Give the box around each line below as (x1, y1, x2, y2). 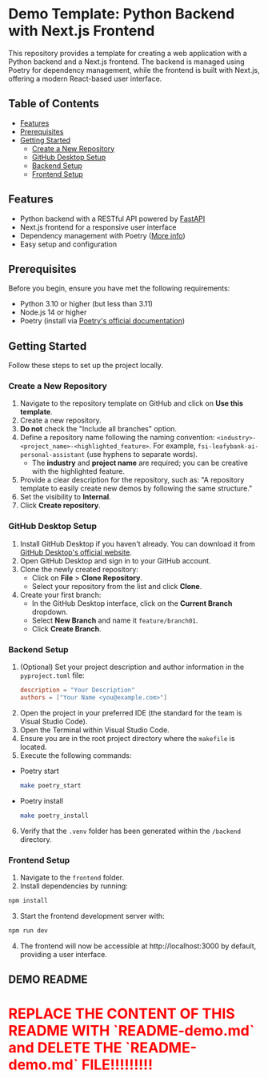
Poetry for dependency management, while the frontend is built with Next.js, (8, 65, 260, 74)
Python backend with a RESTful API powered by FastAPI (19, 214, 206, 223)
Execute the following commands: (19, 750, 132, 760)
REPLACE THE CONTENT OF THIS (8, 1005, 236, 1023)
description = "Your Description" (19, 686, 135, 695)
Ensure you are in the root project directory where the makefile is (19, 733, 235, 743)
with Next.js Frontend (8, 22, 155, 40)
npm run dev (8, 926, 48, 935)
